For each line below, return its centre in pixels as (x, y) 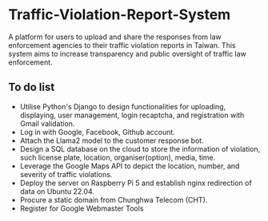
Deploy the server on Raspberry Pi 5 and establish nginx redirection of (136, 183)
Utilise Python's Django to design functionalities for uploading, (123, 106)
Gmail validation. (47, 123)
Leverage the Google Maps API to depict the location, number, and (130, 166)
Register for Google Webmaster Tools (82, 208)
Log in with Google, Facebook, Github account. (98, 132)
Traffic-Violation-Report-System (120, 15)
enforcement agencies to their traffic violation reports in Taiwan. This (122, 45)
